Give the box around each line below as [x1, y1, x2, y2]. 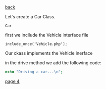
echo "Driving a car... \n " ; [5, 69, 63, 74]
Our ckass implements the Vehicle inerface [5, 50, 93, 56]
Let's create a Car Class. [5, 14, 55, 19]
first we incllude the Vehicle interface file [5, 32, 89, 38]
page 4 [5, 78, 20, 84]
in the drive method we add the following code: [5, 60, 102, 66]
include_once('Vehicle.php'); [5, 42, 68, 46]
